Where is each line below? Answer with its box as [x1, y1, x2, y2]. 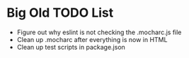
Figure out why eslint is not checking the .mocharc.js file [16, 28, 182, 36]
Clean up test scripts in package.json [16, 43, 125, 51]
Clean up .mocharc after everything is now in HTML [16, 35, 168, 43]
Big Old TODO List [6, 5, 114, 21]
